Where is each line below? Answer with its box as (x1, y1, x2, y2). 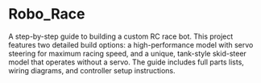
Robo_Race (8, 5, 85, 23)
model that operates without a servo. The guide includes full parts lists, (8, 57, 244, 67)
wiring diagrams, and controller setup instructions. (8, 65, 176, 75)
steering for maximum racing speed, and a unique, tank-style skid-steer (8, 48, 247, 58)
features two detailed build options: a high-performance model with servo (8, 39, 254, 49)
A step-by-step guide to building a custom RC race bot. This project (8, 31, 234, 41)
